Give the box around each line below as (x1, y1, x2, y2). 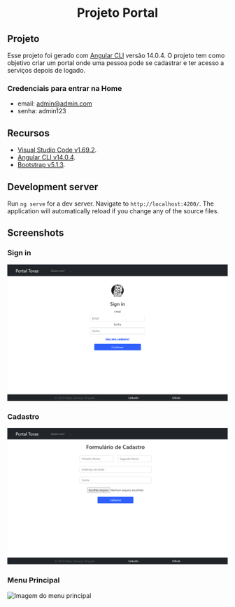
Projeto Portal (76, 5, 159, 21)
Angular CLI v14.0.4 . (17, 153, 76, 162)
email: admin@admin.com (17, 99, 92, 108)
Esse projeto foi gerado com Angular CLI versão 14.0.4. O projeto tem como (7, 51, 225, 59)
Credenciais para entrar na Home (7, 83, 122, 93)
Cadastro (7, 412, 40, 422)
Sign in (7, 248, 31, 258)
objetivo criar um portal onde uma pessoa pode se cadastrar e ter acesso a (7, 59, 225, 67)
